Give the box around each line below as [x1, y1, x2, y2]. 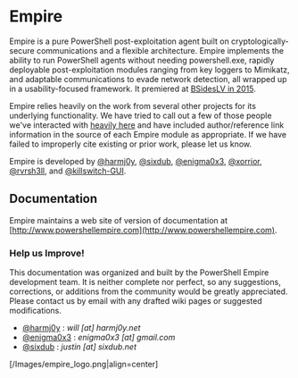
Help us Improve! [9, 247, 85, 259]
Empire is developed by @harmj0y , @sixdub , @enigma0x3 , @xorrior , [9, 155, 263, 166]
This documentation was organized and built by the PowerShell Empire [9, 267, 269, 278]
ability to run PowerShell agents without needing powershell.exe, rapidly [9, 55, 275, 65]
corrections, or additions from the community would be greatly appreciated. [9, 286, 288, 297]
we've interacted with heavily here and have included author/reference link [9, 119, 285, 130]
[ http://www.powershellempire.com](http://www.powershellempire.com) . [9, 224, 277, 235]
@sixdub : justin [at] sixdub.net [21, 341, 137, 352]
